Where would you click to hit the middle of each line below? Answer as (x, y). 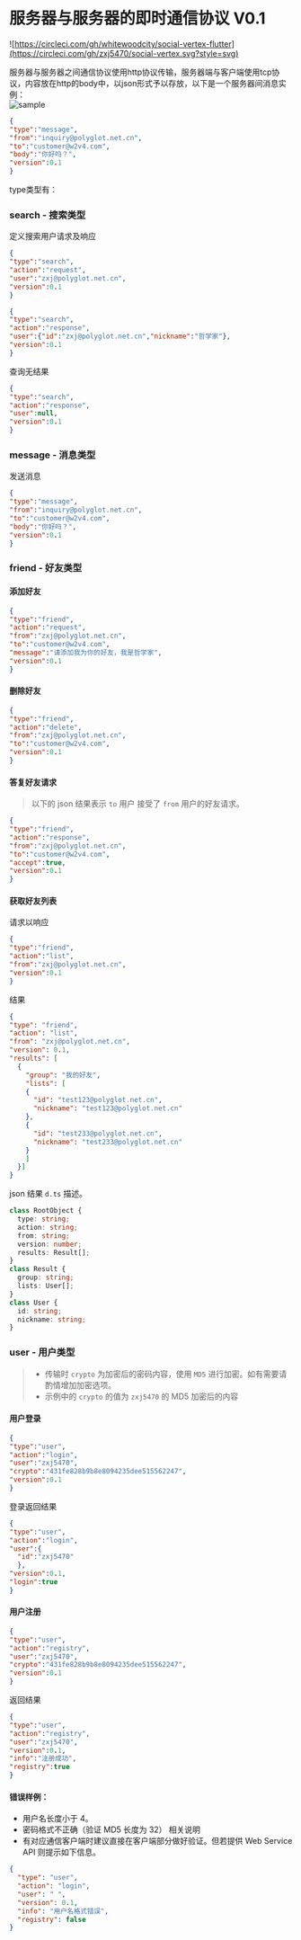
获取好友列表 (33, 901)
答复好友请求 (33, 782)
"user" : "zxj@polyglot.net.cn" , (68, 278)
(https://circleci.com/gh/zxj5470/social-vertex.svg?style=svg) (124, 53)
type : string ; (44, 1219)
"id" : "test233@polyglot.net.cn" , (98, 1134)
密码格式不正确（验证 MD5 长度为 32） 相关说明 (111, 1829)
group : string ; (46, 1277)
